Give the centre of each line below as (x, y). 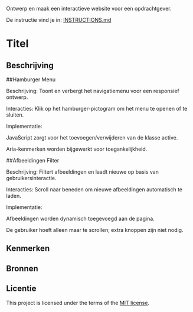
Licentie (21, 289)
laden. (14, 196)
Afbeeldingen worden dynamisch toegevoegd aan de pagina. (80, 218)
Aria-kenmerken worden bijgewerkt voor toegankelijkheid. (77, 149)
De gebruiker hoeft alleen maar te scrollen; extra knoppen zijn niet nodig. (95, 230)
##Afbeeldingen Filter (33, 160)
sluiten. (15, 115)
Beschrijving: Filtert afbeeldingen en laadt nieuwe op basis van (83, 172)
